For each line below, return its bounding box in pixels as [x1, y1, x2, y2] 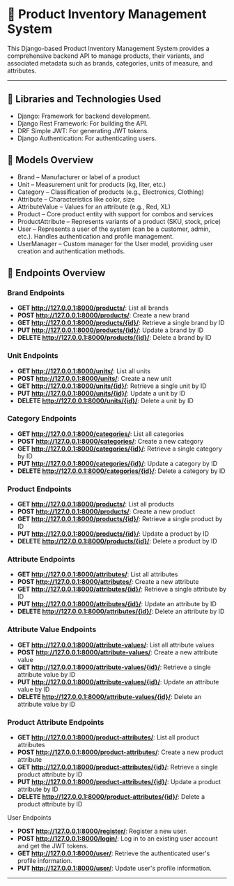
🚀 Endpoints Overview [7, 266, 106, 278]
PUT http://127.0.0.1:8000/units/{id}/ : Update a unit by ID [17, 389, 186, 397]
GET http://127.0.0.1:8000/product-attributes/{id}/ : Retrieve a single [17, 763, 218, 772]
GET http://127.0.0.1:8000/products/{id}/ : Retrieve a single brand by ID [17, 319, 225, 327]
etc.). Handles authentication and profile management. [17, 232, 174, 240]
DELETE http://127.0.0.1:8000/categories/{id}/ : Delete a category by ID [17, 467, 226, 475]
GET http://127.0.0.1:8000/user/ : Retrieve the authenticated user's [17, 849, 210, 857]
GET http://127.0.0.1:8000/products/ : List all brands [17, 303, 169, 313]
